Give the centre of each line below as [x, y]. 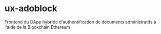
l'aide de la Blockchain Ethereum [37, 27]
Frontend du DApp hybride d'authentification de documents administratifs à [80, 22]
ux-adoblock [31, 8]
